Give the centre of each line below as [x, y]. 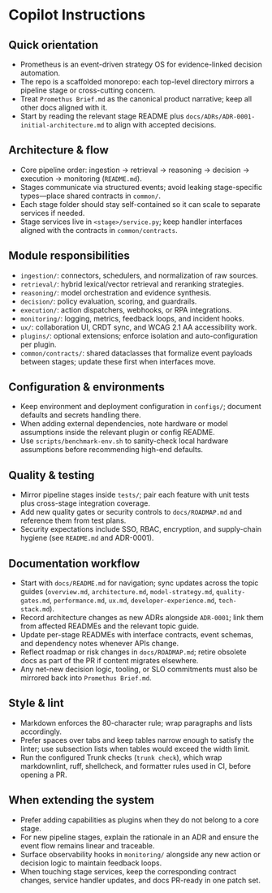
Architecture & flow [59, 151]
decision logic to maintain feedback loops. [91, 863]
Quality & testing [52, 475]
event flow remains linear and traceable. [87, 845]
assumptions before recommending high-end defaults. [112, 450]
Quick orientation [54, 45]
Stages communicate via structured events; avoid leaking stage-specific [141, 187]
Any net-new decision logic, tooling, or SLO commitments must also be [139, 669]
